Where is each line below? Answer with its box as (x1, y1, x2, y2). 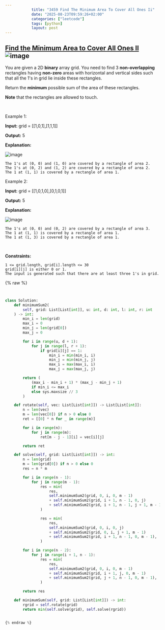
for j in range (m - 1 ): (31, 480, 80, 484)
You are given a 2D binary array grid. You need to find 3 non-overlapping (5, 65, 155, 71)
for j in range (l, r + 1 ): (31, 343, 87, 348)
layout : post (31, 26, 58, 31)
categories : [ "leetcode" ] (31, 16, 84, 21)
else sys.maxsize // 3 (31, 389, 78, 394)
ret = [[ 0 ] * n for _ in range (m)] (23, 416, 96, 422)
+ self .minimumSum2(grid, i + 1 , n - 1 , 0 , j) (49, 498, 146, 503)
